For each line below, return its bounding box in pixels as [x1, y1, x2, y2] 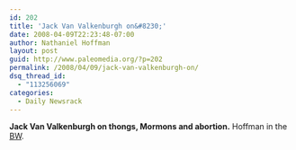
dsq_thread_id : [9, 72, 67, 81]
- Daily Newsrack [17, 96, 83, 106]
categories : [9, 88, 54, 97]
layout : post [9, 47, 58, 56]
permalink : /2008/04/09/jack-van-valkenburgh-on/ [9, 64, 200, 73]
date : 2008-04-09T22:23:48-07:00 [9, 30, 135, 39]
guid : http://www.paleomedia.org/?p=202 [9, 55, 164, 64]
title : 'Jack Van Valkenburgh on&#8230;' [9, 22, 167, 31]
